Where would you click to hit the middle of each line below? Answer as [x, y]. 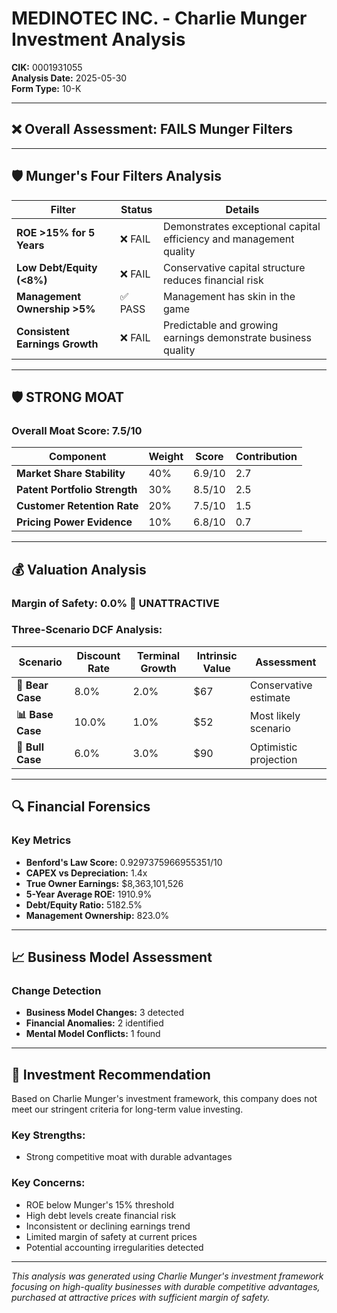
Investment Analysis [98, 39]
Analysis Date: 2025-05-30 [69, 78]
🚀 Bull [30, 747]
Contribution [266, 457]
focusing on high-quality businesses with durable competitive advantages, [166, 1286]
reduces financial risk [213, 280]
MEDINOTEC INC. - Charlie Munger [159, 18]
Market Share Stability [71, 474]
